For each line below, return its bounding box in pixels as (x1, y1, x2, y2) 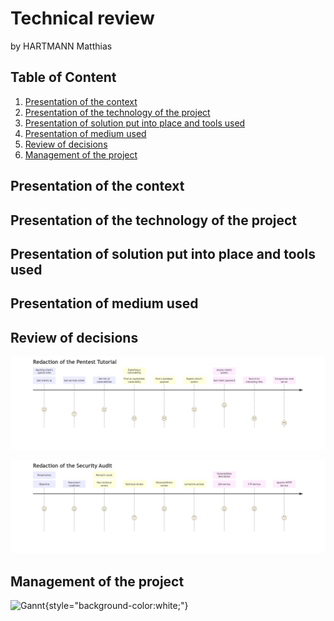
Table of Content (10, 69, 117, 86)
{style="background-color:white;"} (44, 600, 189, 612)
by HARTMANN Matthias (10, 40, 113, 52)
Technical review (10, 7, 155, 30)
